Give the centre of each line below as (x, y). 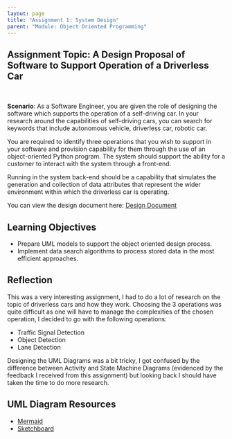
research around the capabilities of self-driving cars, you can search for (110, 121)
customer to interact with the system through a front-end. (89, 164)
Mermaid (30, 421)
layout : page (26, 14)
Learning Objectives (52, 227)
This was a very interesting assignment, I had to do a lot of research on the (114, 297)
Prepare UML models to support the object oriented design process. (115, 244)
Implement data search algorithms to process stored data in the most (116, 251)
